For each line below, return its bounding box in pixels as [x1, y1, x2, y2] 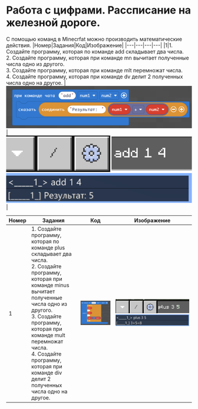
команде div [31, 369, 62, 377]
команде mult [31, 332, 66, 339]
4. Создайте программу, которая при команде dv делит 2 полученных [6, 73, 183, 80]
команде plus [31, 244, 65, 251]
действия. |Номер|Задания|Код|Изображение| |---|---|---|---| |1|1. [6, 42, 173, 49]
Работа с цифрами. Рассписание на [6, 4, 192, 17]
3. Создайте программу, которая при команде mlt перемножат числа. [6, 66, 183, 74]
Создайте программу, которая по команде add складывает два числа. [6, 48, 184, 55]
